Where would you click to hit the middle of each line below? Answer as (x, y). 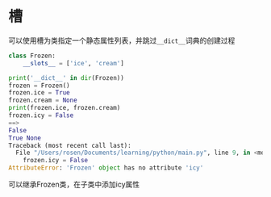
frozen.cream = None (43, 101)
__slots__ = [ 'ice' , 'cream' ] (74, 63)
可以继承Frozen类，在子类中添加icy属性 (74, 184)
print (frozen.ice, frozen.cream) (65, 108)
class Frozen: (32, 56)
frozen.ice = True (39, 93)
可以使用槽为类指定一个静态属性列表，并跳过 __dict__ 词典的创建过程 (122, 40)
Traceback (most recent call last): (70, 145)
